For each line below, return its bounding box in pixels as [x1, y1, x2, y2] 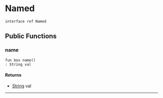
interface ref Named [5, 19, 47, 24]
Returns [5, 72, 22, 78]
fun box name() [5, 58, 36, 63]
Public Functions [5, 32, 57, 40]
